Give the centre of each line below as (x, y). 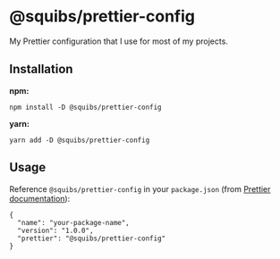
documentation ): (40, 198)
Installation (41, 69)
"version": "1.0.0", (55, 230)
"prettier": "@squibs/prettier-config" (92, 238)
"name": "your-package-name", (73, 222)
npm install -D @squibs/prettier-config (86, 107)
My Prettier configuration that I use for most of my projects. (119, 41)
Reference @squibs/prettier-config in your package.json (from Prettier (140, 188)
